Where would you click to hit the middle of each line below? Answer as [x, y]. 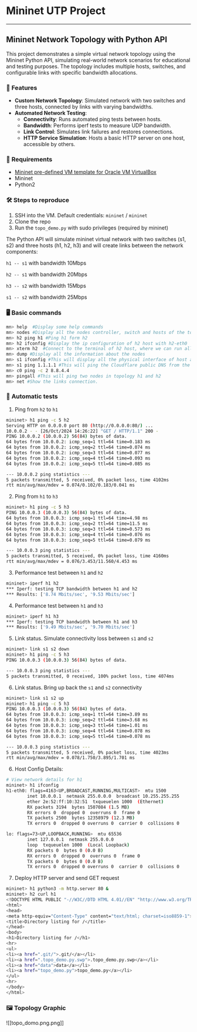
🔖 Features [22, 87]
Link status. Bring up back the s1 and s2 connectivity [78, 687]
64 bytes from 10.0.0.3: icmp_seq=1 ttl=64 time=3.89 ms [77, 714]
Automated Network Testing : [50, 113]
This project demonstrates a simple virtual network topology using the [91, 53]
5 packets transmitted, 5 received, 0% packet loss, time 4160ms [87, 556]
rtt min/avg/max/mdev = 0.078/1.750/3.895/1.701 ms [70, 758]
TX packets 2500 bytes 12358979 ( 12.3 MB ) [81, 818]
